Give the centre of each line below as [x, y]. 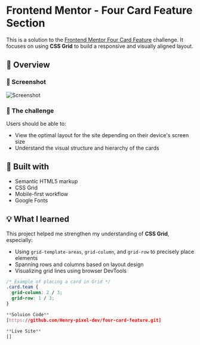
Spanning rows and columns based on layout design [79, 264]
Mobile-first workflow [41, 194]
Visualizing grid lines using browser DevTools [71, 271]
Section [26, 23]
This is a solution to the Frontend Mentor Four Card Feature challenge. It [95, 40]
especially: [19, 240]
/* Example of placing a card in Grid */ [59, 282]
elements [26, 258]
